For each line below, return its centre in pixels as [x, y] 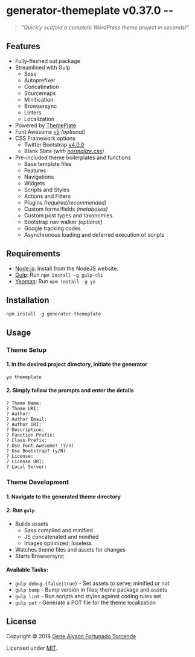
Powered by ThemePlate [46, 125]
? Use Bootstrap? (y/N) [36, 451]
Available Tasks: [27, 570]
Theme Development [38, 482]
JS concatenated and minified [61, 536]
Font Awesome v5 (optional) [50, 131]
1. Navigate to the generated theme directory [63, 497]
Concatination [41, 87]
